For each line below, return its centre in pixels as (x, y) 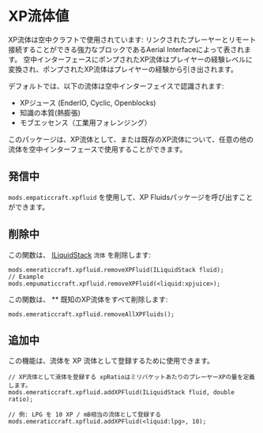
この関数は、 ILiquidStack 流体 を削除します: (80, 254)
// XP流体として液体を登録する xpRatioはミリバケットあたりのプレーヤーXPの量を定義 (131, 377)
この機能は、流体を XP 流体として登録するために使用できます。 (111, 361)
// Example (26, 277)
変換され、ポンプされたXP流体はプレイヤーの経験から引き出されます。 (123, 69)
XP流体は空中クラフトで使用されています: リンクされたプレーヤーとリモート (132, 40)
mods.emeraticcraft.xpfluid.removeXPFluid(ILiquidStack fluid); (116, 269)
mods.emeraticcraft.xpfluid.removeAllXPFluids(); (92, 314)
